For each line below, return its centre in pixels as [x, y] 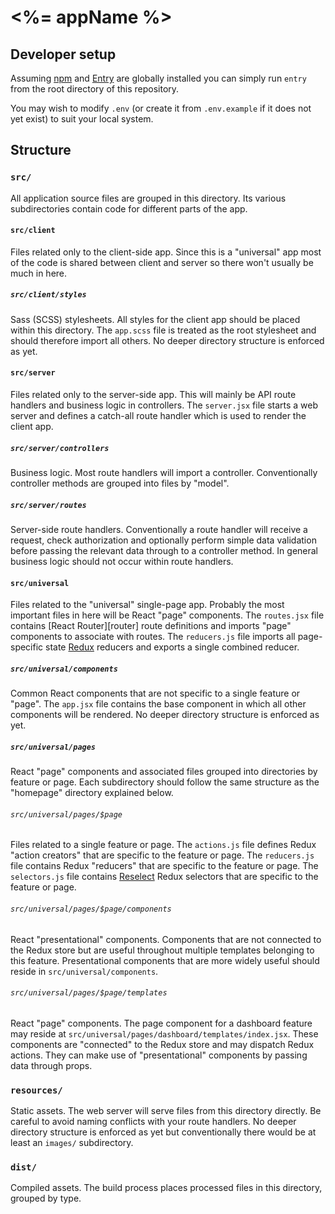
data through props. [51, 1065]
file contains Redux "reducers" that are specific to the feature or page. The [164, 866]
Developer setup [63, 54]
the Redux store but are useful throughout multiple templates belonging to [162, 950]
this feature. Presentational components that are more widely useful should [165, 960]
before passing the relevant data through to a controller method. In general [164, 550]
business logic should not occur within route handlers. [122, 561]
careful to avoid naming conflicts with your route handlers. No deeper [153, 1122]
